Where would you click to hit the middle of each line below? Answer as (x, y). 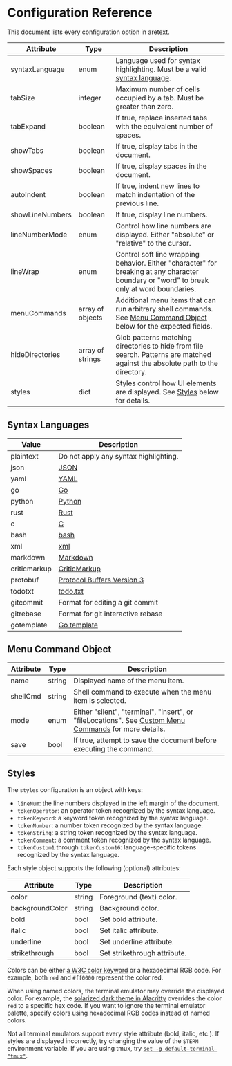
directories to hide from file (159, 346)
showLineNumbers (41, 214)
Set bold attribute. (129, 919)
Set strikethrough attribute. (143, 953)
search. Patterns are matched (164, 354)
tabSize (23, 98)
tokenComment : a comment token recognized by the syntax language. (114, 840)
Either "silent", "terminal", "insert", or (134, 712)
